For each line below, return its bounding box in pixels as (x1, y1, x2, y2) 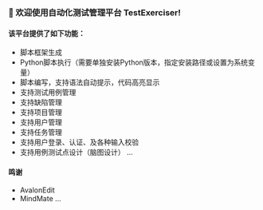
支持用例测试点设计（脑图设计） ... (19, 148, 133, 157)
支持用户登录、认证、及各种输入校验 (19, 137, 139, 147)
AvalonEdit (19, 185, 56, 195)
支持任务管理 (19, 128, 62, 137)
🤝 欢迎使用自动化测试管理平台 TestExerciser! (8, 6, 181, 18)
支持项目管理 (19, 108, 62, 117)
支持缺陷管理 (19, 97, 62, 107)
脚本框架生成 (19, 48, 62, 57)
